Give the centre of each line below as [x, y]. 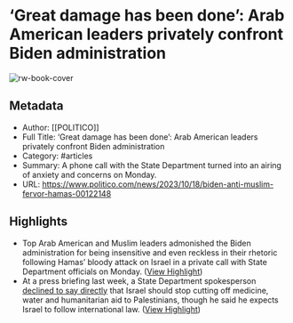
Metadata [36, 106]
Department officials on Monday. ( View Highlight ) [112, 271]
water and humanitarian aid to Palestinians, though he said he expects [150, 300]
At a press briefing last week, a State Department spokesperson [139, 280]
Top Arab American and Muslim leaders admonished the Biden [136, 243]
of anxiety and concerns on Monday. [89, 174]
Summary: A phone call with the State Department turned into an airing [152, 165]
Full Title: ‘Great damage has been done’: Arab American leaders [140, 137]
